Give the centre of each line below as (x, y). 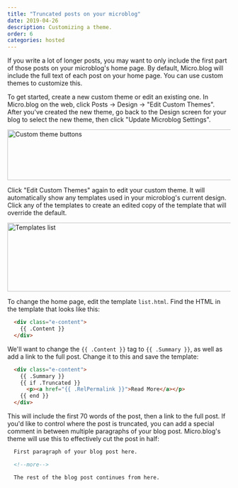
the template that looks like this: (54, 309)
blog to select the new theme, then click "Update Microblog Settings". (109, 120)
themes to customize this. (45, 83)
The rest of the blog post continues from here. (87, 477)
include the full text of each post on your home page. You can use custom (115, 76)
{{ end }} (35, 396)
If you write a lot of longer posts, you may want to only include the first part (117, 60)
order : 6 (20, 34)
